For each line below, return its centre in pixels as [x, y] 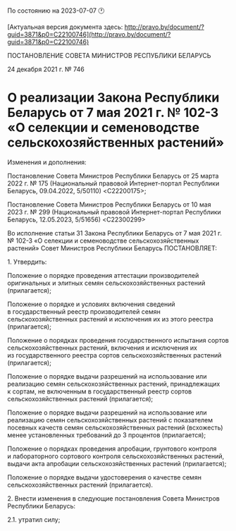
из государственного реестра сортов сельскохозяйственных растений [114, 355]
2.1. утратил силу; [34, 519]
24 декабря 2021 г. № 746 [46, 69]
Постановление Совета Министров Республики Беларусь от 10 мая [109, 205]
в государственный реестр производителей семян [84, 311]
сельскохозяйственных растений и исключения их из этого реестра [110, 319]
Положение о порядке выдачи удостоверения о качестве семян [105, 477]
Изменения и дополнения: [47, 162]
